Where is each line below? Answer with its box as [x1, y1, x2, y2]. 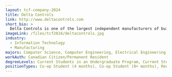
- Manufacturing [10, 45, 45, 50]
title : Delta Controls [5, 12, 54, 17]
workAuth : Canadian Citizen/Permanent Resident [5, 54, 109, 60]
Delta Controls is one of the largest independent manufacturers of [10, 26, 159, 31]
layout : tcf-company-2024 [5, 7, 60, 13]
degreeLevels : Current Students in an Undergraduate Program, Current [5, 59, 159, 64]
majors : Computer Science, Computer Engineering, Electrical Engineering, [5, 50, 168, 55]
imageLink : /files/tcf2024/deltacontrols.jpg [5, 31, 104, 36]
